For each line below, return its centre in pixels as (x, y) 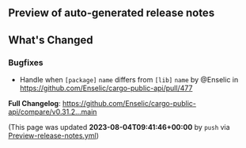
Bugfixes (26, 63)
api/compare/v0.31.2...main (53, 112)
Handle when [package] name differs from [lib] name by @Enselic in (129, 80)
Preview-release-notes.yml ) (54, 136)
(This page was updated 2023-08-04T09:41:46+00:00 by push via (119, 127)
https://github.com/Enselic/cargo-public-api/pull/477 (106, 88)
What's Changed (51, 40)
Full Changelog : (34, 104)
